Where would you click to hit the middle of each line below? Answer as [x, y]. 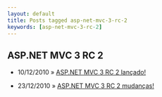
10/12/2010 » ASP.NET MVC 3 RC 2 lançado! [82, 72]
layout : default [31, 14]
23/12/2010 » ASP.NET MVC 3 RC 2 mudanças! [86, 86]
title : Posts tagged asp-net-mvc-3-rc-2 [68, 20]
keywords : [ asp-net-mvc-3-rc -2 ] [55, 27]
